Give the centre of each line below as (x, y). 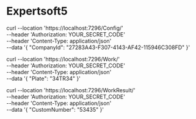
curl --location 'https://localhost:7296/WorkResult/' (71, 90)
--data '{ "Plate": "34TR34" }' (44, 78)
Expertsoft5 (37, 11)
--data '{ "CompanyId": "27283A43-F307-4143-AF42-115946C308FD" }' (98, 47)
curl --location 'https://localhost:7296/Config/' (65, 28)
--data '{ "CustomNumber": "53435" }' (55, 109)
